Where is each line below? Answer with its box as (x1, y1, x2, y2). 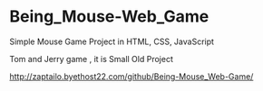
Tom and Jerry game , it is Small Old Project (9, 53, 174, 64)
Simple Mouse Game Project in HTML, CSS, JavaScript (9, 36, 215, 47)
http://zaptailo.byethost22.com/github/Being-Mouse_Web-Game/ (9, 70, 254, 82)
